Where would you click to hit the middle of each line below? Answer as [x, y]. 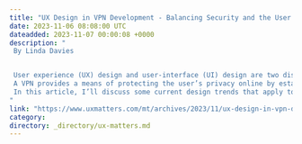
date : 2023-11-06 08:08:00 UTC [68, 26]
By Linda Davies [44, 51]
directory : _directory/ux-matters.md [80, 126]
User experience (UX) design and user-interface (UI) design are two [146, 76]
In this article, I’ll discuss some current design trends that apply [148, 92]
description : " [38, 43]
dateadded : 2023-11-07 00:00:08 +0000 [82, 34]
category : [28, 117]
